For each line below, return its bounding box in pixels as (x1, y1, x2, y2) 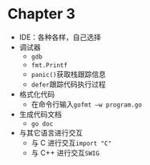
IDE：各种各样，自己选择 (18, 32, 102, 42)
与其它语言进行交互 (18, 127, 83, 137)
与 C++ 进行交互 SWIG (30, 147, 99, 157)
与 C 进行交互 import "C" (30, 138, 112, 147)
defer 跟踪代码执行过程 (30, 79, 106, 89)
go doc (30, 119, 54, 128)
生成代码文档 (18, 109, 62, 119)
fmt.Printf (30, 61, 68, 69)
